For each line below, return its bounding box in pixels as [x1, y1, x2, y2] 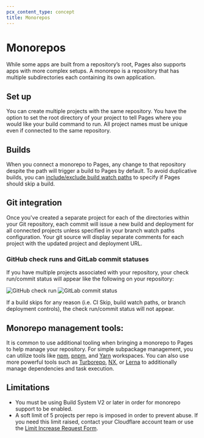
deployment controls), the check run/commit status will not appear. [6, 305, 175, 313]
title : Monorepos [6, 15, 51, 21]
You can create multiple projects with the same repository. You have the [6, 108, 187, 115]
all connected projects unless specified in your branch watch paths [6, 226, 175, 234]
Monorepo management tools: [6, 323, 124, 333]
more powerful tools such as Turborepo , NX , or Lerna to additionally [6, 358, 177, 366]
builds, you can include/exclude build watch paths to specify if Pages [6, 174, 181, 181]
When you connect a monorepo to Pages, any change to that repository [6, 161, 186, 168]
